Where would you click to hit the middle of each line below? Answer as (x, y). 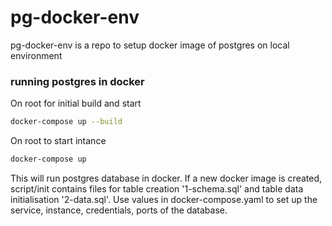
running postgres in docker (77, 81)
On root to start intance (58, 141)
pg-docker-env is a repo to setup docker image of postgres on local (150, 45)
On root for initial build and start (76, 103)
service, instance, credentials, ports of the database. (119, 210)
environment (36, 55)
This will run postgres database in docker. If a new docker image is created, (166, 178)
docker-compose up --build (66, 122)
